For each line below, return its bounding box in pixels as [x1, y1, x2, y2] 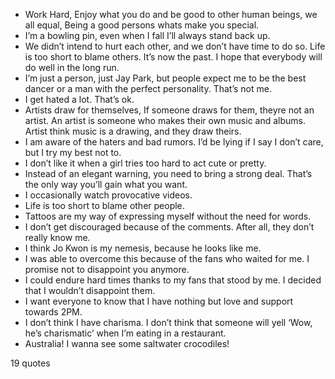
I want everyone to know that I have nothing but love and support [24, 295, 294, 307]
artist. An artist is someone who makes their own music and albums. [24, 115, 307, 126]
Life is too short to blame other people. [24, 200, 185, 211]
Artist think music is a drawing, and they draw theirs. [24, 125, 242, 137]
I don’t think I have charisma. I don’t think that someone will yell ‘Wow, [24, 317, 313, 328]
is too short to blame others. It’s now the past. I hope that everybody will [24, 51, 323, 63]
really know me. [24, 232, 91, 243]
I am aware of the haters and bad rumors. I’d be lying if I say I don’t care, [24, 136, 324, 148]
